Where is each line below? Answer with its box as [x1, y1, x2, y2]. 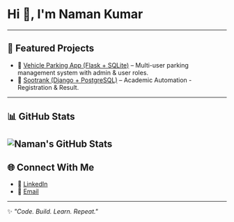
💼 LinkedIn [17, 180, 48, 189]
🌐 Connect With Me [7, 161, 95, 173]
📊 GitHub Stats [7, 111, 75, 122]
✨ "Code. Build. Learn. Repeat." [7, 207, 99, 216]
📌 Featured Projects [7, 42, 95, 54]
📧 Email [17, 187, 40, 196]
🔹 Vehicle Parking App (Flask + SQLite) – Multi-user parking [17, 61, 189, 69]
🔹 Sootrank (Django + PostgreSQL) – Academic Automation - [17, 76, 192, 84]
